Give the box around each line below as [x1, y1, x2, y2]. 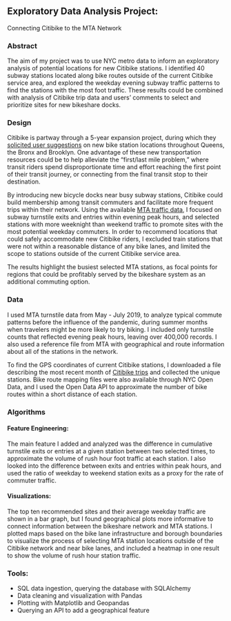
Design [7, 118, 32, 128]
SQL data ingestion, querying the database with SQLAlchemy [17, 584, 191, 593]
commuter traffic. [7, 476, 57, 484]
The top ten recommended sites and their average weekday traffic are [7, 507, 206, 516]
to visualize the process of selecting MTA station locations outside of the [7, 537, 214, 545]
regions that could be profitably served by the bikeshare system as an [7, 270, 205, 279]
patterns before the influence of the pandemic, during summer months [7, 317, 208, 326]
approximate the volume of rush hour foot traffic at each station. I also [7, 454, 206, 462]
